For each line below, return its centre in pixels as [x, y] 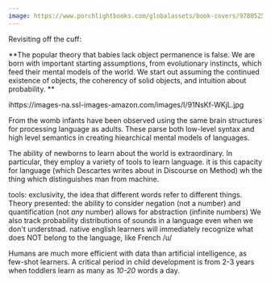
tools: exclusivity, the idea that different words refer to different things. [125, 194]
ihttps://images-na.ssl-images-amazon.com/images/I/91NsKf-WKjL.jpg [126, 104]
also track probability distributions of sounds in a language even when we [131, 220]
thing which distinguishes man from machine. [84, 179]
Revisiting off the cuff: [45, 39]
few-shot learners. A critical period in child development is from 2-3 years [131, 262]
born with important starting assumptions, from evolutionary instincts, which [135, 63]
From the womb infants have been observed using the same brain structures [135, 120]
